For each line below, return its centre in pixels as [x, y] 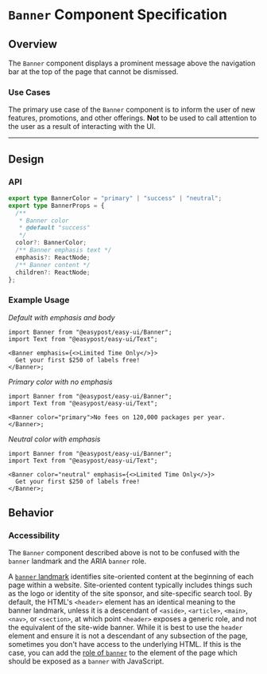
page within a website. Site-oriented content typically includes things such [130, 585]
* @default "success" [54, 228]
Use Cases [29, 92]
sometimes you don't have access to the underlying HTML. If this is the [125, 645]
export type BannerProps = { [56, 206]
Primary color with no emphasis [60, 382]
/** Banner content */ [53, 265]
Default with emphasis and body [62, 317]
